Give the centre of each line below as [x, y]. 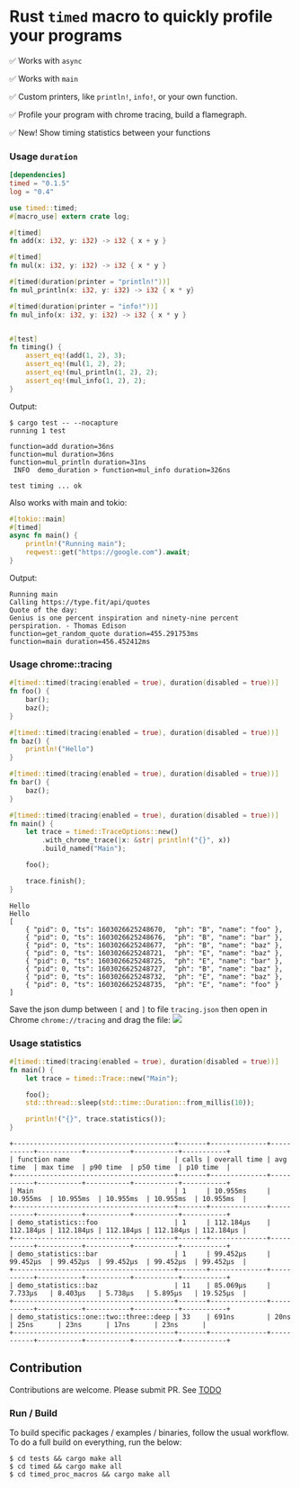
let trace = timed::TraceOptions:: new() [102, 832]
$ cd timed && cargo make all [66, 1467]
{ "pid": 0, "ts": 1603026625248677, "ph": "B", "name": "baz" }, [154, 945]
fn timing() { [36, 347]
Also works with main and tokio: [68, 502]
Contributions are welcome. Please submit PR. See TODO [115, 1389]
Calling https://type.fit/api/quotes [80, 602]
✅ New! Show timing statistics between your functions [110, 132]
